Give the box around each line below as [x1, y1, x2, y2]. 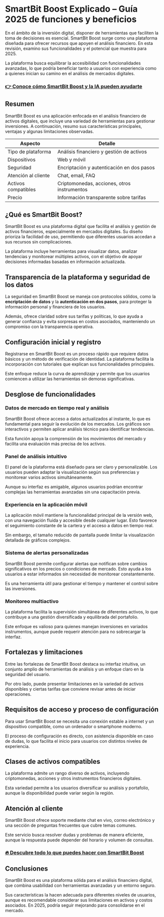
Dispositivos [7, 156, 36, 163]
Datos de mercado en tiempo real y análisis [5, 405, 109, 411]
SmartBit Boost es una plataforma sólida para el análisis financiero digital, [5, 877, 153, 883]
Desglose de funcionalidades [5, 390, 96, 398]
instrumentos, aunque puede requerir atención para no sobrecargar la [5, 629, 145, 634]
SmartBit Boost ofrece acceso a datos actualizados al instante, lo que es [5, 416, 151, 422]
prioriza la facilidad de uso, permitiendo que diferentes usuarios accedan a [5, 234, 156, 240]
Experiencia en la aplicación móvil [5, 501, 88, 508]
